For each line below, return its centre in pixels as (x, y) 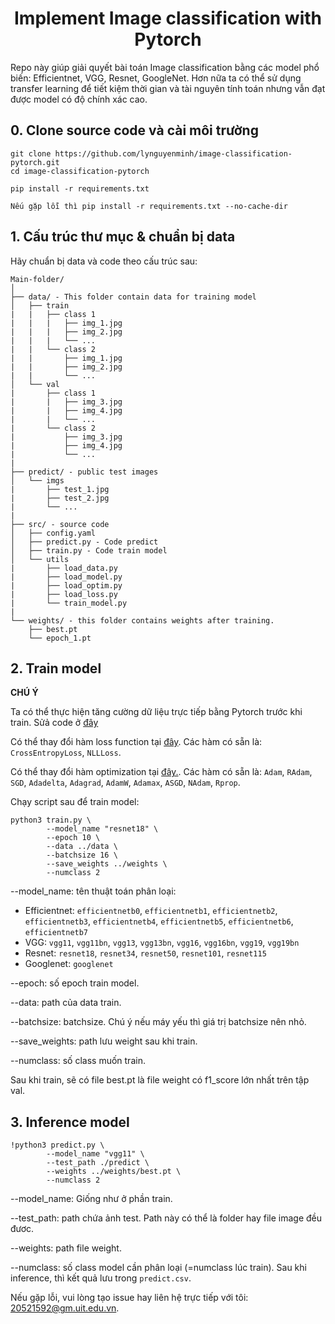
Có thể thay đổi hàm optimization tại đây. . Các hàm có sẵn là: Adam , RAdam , (161, 772)
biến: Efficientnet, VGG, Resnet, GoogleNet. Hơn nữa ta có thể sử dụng (156, 78)
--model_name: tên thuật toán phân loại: (93, 891)
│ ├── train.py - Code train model (89, 550)
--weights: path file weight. (66, 1248)
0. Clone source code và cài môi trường (134, 130)
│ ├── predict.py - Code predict (84, 542)
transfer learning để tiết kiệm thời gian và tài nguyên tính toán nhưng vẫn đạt (168, 88)
